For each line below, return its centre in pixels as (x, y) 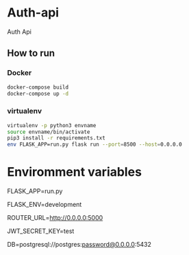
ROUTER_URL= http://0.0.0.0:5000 (55, 218)
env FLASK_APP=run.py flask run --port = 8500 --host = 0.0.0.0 (95, 145)
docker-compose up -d (38, 93)
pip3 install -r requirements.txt (56, 138)
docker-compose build (38, 87)
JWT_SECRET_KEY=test (41, 231)
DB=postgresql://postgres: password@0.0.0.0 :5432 (79, 245)
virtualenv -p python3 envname (52, 125)
